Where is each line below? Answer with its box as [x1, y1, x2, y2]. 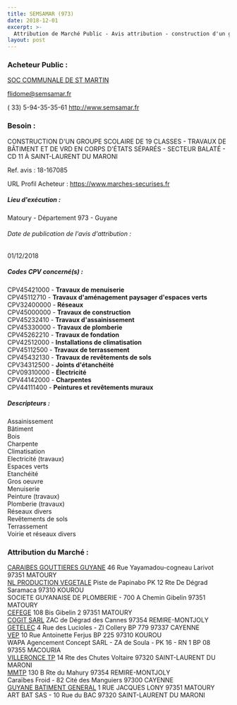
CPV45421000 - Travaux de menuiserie [7, 285, 125, 294]
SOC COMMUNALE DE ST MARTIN [7, 76, 109, 85]
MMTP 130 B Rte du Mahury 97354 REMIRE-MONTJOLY [7, 668, 171, 677]
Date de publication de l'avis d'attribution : [7, 230, 132, 238]
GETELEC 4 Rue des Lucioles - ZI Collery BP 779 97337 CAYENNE [7, 623, 200, 632]
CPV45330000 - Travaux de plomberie [7, 323, 123, 331]
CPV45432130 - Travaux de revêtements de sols [7, 352, 152, 361]
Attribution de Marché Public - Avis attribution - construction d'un [13, 30, 226, 37]
